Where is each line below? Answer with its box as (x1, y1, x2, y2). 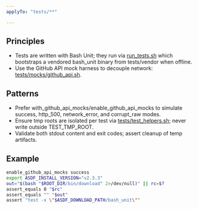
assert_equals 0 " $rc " (6, 186, 63, 192)
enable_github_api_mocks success (6, 169, 90, 175)
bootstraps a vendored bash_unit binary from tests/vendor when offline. (14, 58, 193, 66)
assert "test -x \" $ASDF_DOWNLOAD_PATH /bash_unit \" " (6, 197, 141, 204)
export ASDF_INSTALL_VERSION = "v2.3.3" (6, 175, 103, 181)
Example (6, 153, 39, 163)
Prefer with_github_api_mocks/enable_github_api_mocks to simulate (14, 104, 182, 111)
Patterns (6, 88, 39, 99)
